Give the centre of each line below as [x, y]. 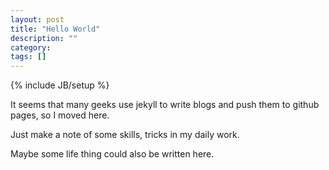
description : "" [44, 38]
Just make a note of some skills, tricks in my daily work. [125, 135]
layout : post [37, 19]
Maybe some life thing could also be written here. [112, 154]
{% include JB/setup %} [60, 85]
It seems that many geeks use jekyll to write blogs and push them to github [165, 105]
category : [31, 47]
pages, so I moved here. [60, 115]
